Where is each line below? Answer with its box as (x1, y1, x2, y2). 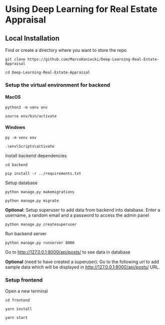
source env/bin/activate (5, 114, 57, 119)
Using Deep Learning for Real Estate (5, 3, 158, 15)
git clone (5, 57, 26, 62)
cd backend (5, 162, 28, 168)
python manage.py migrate (5, 198, 59, 203)
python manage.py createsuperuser (5, 222, 77, 227)
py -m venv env (5, 135, 37, 140)
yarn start (5, 315, 28, 320)
